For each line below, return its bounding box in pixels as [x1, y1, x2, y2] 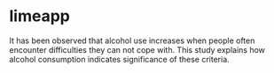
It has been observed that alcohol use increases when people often [9, 35, 255, 46]
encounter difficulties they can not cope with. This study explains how [9, 44, 266, 55]
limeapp [9, 6, 71, 26]
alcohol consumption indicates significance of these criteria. [9, 54, 231, 64]
